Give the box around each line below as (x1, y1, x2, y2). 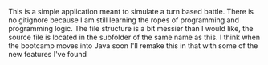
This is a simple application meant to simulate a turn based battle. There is (8, 7, 254, 16)
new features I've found (8, 50, 87, 59)
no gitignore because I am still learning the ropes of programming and (8, 15, 239, 25)
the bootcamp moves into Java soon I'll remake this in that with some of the (8, 41, 258, 51)
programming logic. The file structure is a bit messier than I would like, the (8, 24, 254, 33)
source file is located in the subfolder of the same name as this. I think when (8, 32, 261, 42)
